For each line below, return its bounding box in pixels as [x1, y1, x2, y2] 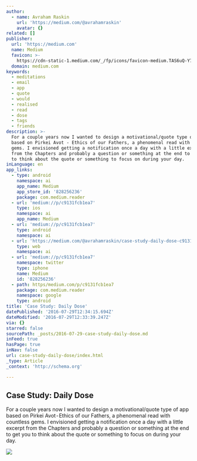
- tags [11, 118, 28, 124]
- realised [11, 101, 38, 107]
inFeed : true [6, 336, 38, 342]
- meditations [11, 74, 46, 80]
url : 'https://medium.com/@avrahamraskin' [16, 19, 122, 25]
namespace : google [16, 292, 62, 298]
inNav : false [6, 347, 38, 353]
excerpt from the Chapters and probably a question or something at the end [6, 425, 189, 432]
